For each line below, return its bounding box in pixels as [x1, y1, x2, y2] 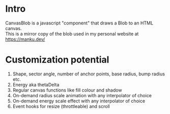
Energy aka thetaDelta [12, 81, 60, 88]
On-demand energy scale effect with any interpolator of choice [12, 98, 146, 104]
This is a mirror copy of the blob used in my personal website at [5, 31, 139, 37]
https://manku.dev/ [5, 36, 45, 42]
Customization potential [5, 54, 109, 66]
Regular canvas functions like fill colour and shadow [12, 87, 122, 93]
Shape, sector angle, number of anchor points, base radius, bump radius [12, 71, 165, 77]
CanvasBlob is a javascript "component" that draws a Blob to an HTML [5, 20, 154, 26]
